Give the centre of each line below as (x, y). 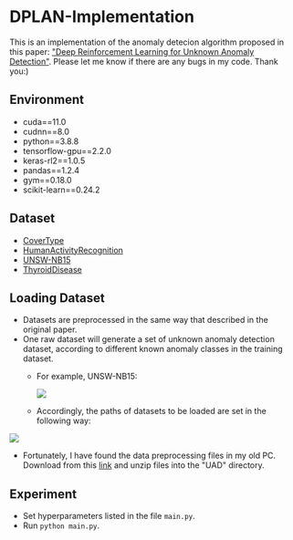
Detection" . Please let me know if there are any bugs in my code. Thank (144, 61)
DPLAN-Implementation (102, 17)
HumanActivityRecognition (73, 250)
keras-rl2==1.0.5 (54, 161)
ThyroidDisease (52, 269)
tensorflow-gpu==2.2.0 (67, 151)
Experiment (43, 494)
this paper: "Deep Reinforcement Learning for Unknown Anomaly (132, 51)
